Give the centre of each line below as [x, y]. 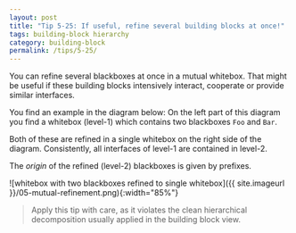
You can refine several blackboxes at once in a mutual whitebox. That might [148, 76]
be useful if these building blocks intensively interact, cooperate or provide [147, 86]
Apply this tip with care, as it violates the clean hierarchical [139, 210]
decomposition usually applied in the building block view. [136, 220]
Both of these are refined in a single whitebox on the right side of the [136, 139]
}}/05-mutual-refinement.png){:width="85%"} [94, 193]
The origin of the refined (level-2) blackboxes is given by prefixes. [131, 166]
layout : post [33, 17]
